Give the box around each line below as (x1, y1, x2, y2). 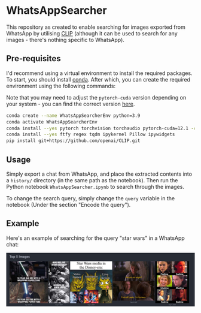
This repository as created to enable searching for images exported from (6, 23, 185, 31)
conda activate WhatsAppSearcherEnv (6, 119, 98, 125)
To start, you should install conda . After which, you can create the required (6, 76, 190, 83)
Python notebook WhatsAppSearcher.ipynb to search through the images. (6, 183, 184, 190)
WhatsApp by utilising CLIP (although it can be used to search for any (6, 29, 178, 37)
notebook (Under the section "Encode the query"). (6, 201, 131, 208)
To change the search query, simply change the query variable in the (6, 194, 175, 201)
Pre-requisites (6, 53, 61, 64)
